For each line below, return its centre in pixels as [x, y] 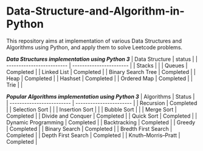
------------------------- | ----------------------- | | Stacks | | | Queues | [97, 65]
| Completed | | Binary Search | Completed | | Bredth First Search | [89, 129]
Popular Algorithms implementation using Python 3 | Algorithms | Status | [101, 96]
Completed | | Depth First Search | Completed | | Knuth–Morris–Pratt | [93, 135]
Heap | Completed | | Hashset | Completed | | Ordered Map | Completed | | [100, 78]
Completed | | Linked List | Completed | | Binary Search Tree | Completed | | [101, 72]
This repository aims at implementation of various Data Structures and [94, 41]
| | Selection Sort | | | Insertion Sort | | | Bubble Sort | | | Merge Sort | [92, 109]
